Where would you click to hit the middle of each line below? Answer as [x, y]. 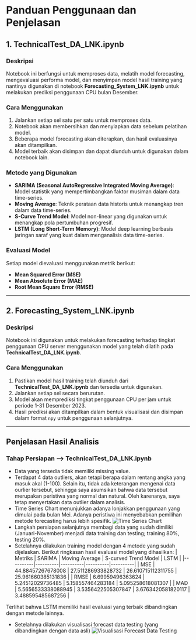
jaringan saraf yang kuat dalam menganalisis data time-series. [89, 235]
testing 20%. [30, 540]
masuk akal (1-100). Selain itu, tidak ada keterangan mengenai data [95, 484]
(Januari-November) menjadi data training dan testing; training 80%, [97, 533]
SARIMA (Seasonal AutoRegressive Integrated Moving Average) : [94, 186]
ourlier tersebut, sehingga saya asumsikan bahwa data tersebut [91, 490]
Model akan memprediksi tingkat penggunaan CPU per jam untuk [93, 399]
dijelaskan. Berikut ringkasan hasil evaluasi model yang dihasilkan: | [96, 552]
